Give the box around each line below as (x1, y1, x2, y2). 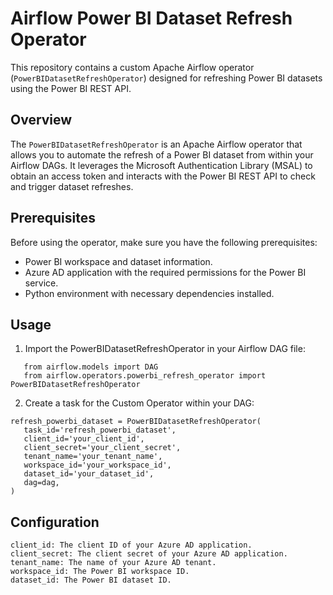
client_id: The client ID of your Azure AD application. (10, 540, 253, 551)
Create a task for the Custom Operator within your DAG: (24, 397, 255, 409)
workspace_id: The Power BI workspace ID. (10, 567, 190, 577)
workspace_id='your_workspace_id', (23, 460, 172, 471)
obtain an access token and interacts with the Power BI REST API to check (10, 170, 316, 182)
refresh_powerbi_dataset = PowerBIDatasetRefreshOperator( (10, 417, 262, 427)
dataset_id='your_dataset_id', (23, 469, 155, 479)
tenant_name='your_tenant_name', (23, 452, 163, 462)
